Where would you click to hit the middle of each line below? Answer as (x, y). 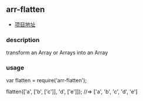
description (23, 40)
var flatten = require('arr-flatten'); (46, 81)
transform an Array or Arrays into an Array (57, 53)
